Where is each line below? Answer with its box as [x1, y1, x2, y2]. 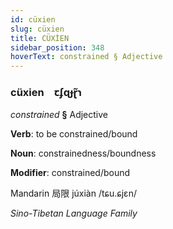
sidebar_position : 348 [10, 42, 105, 53]
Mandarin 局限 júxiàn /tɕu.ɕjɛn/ [10, 187, 137, 200]
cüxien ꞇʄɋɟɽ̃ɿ [10, 86, 82, 100]
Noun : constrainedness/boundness [10, 147, 157, 160]
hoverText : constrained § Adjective [10, 52, 163, 62]
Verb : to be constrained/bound [10, 128, 138, 140]
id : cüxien [10, 14, 56, 25]
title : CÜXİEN [10, 33, 70, 43]
